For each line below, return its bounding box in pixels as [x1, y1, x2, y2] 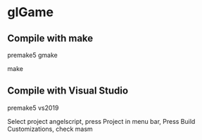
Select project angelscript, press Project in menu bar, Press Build [7, 117, 196, 125]
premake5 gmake [7, 51, 58, 59]
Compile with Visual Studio [7, 85, 129, 97]
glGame [7, 4, 54, 20]
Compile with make [7, 32, 94, 44]
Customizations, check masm [7, 125, 93, 133]
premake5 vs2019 [7, 103, 59, 112]
